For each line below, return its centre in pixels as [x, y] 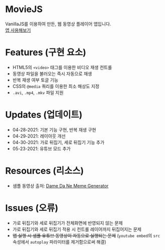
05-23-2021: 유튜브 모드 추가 [42, 148]
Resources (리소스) [45, 171]
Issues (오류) [32, 208]
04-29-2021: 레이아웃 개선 [39, 136]
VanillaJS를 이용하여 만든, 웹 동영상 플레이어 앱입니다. [58, 24]
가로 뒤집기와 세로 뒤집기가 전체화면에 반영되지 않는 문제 [68, 223]
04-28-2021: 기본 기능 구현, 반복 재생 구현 [54, 130]
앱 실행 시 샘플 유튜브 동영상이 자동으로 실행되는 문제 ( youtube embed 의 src [86, 235]
